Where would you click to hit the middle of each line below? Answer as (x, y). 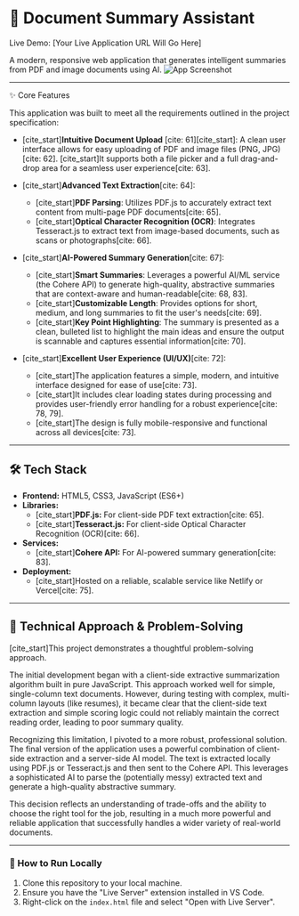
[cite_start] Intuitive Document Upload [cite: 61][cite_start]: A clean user (154, 139)
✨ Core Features (40, 95)
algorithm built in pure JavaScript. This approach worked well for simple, (142, 684)
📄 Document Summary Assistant (132, 18)
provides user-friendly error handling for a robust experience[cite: (156, 403)
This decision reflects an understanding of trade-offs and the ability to (138, 804)
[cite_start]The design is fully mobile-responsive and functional (151, 423)
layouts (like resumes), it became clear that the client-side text (153, 703)
